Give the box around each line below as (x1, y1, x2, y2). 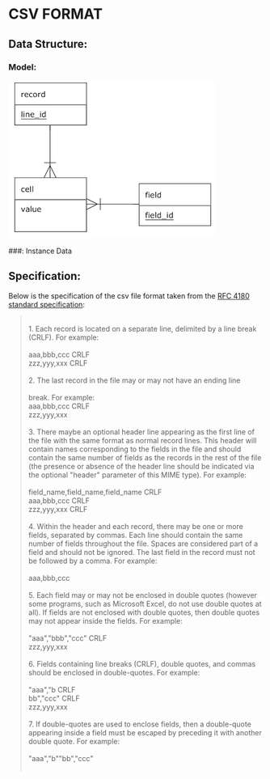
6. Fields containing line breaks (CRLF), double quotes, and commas (27, 658, 256, 668)
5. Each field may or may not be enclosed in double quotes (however (27, 590, 257, 599)
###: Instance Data (8, 246, 73, 256)
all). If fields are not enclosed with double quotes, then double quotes (27, 608, 260, 617)
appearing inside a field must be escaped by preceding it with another (27, 727, 263, 737)
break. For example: (27, 392, 95, 402)
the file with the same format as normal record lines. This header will (27, 435, 257, 445)
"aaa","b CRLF (27, 684, 76, 694)
